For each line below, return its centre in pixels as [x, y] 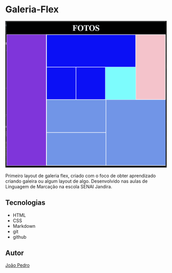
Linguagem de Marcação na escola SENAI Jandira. [59, 186]
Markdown [24, 226]
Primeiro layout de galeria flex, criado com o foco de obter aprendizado [81, 175]
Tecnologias [25, 203]
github [19, 237]
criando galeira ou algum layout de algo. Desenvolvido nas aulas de [77, 181]
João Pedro [17, 265]
